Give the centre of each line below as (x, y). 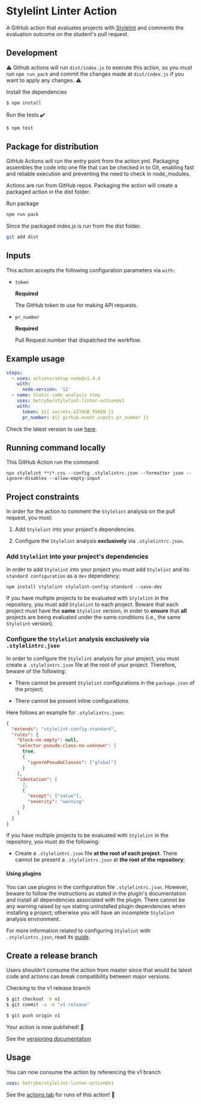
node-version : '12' (46, 390)
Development (32, 53)
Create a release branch (52, 956)
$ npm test (20, 128)
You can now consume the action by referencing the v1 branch (83, 1072)
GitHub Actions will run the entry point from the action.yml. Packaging (92, 161)
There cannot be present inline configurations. (72, 700)
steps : (14, 373)
